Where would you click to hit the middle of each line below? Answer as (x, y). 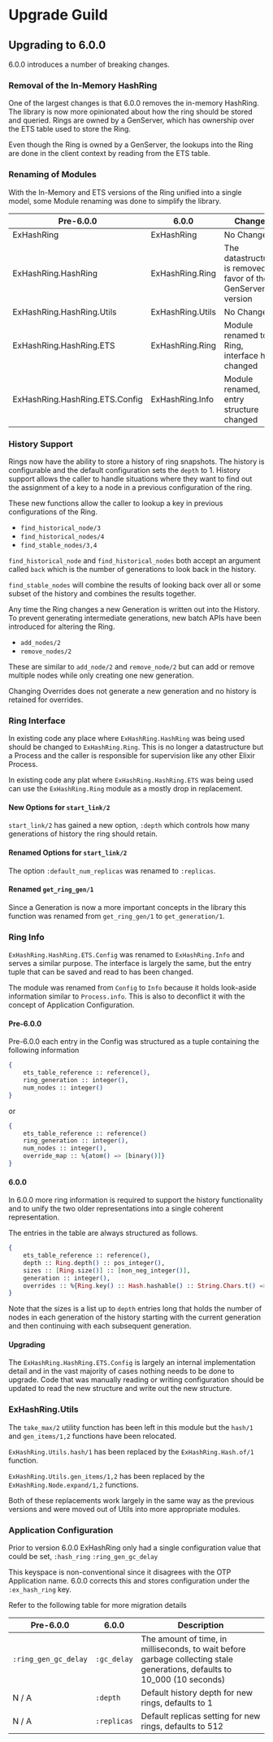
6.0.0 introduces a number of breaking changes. (89, 64)
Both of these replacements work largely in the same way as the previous (131, 1500)
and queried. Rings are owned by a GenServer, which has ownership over (131, 120)
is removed (245, 268)
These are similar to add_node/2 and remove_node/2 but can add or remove (132, 666)
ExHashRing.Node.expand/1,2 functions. (74, 1484)
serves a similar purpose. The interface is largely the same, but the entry (130, 964)
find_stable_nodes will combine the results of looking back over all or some (135, 585)
